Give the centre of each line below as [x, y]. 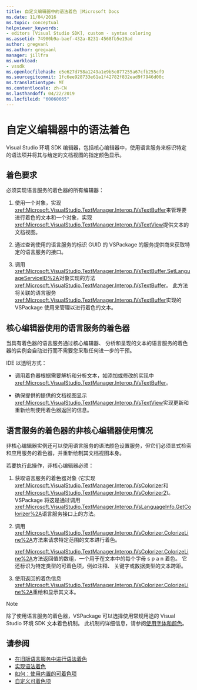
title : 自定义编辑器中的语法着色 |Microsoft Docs [63, 11]
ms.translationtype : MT [35, 83]
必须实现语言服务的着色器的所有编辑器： [55, 190]
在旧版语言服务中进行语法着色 [51, 659]
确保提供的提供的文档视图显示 [51, 395]
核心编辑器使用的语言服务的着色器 [68, 328]
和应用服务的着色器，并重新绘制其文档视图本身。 [65, 453]
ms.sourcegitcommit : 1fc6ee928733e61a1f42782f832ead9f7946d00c [85, 77]
